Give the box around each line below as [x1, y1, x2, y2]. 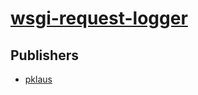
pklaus [24, 73, 53, 85]
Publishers [10, 47, 79, 64]
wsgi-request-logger [10, 7, 188, 30]
